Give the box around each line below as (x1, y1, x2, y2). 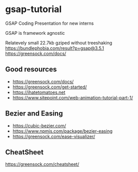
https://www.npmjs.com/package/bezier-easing (12, 128, 113, 134)
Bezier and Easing (5, 109, 63, 118)
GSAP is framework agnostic (5, 30, 65, 36)
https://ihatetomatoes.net (12, 89, 66, 95)
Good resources (5, 65, 57, 74)
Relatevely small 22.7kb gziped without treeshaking (5, 39, 113, 46)
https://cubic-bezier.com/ (12, 123, 66, 129)
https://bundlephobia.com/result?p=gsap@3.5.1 (5, 45, 105, 51)
